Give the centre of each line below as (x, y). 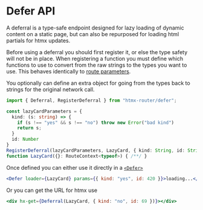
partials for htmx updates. (38, 40)
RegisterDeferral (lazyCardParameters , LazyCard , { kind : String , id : (96, 150)
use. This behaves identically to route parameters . (69, 71)
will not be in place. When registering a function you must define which (95, 58)
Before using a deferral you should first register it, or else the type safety (97, 52)
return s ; (30, 128)
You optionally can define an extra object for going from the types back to (98, 83)
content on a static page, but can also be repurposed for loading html (93, 34)
